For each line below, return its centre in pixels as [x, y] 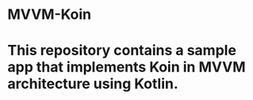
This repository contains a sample [122, 51]
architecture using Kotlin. [93, 84]
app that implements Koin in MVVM [127, 67]
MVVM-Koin [50, 15]
